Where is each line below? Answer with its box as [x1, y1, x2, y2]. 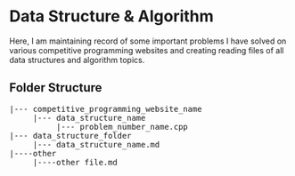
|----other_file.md [32, 157, 118, 167]
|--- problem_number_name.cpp [56, 122, 189, 132]
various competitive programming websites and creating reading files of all [9, 44, 284, 55]
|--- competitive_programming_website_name [9, 104, 202, 114]
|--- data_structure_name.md [32, 140, 160, 149]
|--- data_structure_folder [9, 131, 132, 140]
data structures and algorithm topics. [9, 54, 145, 65]
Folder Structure [9, 80, 102, 95]
